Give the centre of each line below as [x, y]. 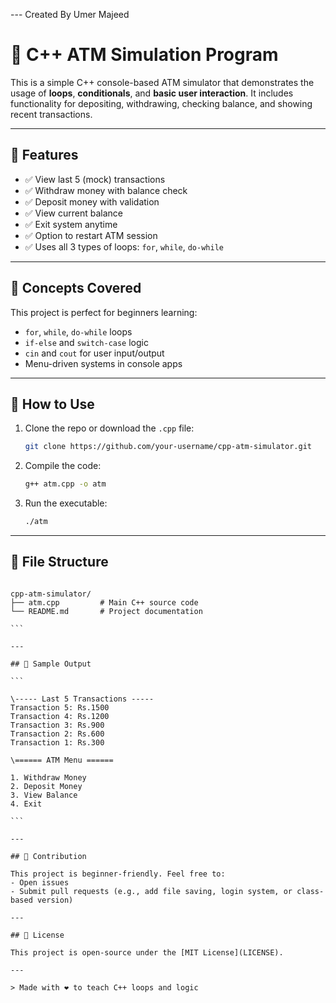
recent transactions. [51, 114]
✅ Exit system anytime [71, 224]
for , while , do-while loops [78, 331]
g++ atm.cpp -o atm [65, 484]
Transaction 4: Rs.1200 [60, 716]
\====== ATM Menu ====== [62, 760]
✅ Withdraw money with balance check [106, 190]
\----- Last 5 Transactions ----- [82, 699]
